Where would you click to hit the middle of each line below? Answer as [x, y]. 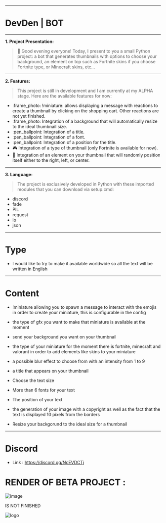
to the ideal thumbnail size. [40, 126]
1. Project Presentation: [30, 41]
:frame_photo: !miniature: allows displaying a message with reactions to [85, 105]
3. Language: [19, 174]
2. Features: [18, 81]
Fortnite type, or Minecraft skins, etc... [56, 67]
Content [22, 294]
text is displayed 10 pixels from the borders [56, 414]
